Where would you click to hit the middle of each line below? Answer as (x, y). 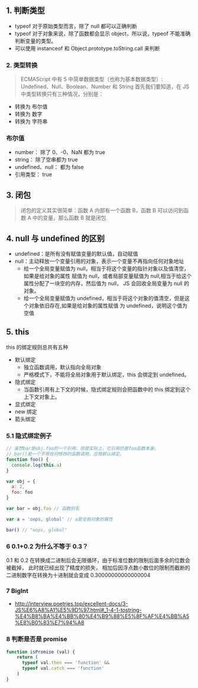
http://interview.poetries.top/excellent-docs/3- (71, 604)
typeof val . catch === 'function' (63, 668)
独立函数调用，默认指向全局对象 (62, 367)
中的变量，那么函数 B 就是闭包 (69, 218)
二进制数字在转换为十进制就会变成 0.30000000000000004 (78, 575)
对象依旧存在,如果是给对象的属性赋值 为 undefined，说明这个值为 (108, 306)
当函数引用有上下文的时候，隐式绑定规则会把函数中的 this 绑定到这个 (107, 389)
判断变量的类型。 (35, 41)
